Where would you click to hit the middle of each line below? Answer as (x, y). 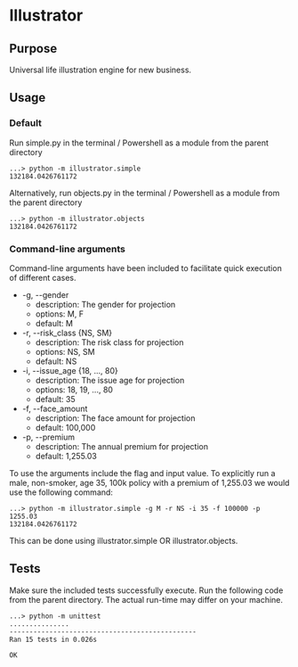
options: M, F (60, 314)
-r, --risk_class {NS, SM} (67, 333)
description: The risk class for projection (109, 342)
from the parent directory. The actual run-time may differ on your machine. (146, 599)
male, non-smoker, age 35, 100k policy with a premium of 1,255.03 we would (149, 482)
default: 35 (55, 399)
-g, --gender (45, 294)
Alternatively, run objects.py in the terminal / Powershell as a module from (145, 193)
